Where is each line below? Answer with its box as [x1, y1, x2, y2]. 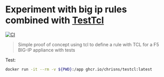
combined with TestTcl [5, 14, 104, 26]
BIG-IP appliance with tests [17, 47, 75, 53]
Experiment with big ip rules [5, 4, 127, 15]
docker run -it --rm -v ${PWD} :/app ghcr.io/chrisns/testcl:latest [5, 67, 153, 72]
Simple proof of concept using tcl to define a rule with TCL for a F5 [17, 41, 159, 47]
